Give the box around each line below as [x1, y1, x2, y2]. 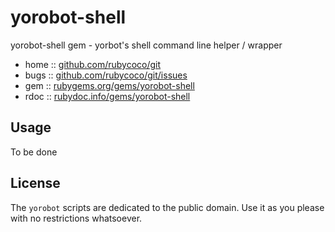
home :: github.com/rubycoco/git [24, 58, 162, 70]
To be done [10, 146, 58, 158]
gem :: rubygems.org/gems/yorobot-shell [24, 79, 195, 91]
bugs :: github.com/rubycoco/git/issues [24, 69, 188, 81]
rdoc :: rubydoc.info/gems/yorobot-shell [24, 90, 191, 102]
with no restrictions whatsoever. [10, 212, 143, 224]
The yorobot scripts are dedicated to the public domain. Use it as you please [10, 201, 325, 213]
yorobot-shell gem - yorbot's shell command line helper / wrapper [10, 39, 283, 51]
